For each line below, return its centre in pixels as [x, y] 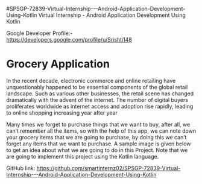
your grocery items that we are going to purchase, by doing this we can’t [96, 137]
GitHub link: [21, 168]
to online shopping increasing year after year [62, 113]
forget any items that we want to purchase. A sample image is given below [99, 144]
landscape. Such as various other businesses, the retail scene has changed [100, 94]
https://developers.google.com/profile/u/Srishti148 [69, 40]
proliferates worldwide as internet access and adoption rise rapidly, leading [100, 106]
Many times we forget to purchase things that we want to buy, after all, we [98, 124]
